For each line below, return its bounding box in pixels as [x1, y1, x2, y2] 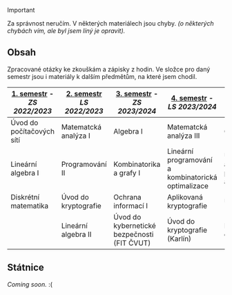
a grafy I [113, 168, 140, 177]
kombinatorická [166, 172, 217, 182]
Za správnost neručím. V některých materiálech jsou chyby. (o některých [7, 19, 214, 27]
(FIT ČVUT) [113, 238, 151, 248]
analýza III [166, 131, 200, 141]
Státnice [7, 262, 45, 274]
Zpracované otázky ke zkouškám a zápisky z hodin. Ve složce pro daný [7, 65, 211, 73]
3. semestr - [115, 89, 159, 98]
